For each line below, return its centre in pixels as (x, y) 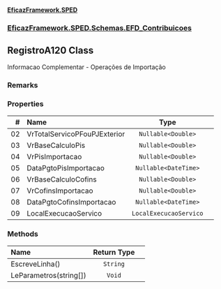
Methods (23, 234)
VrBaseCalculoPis (56, 145)
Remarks (23, 85)
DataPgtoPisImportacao (66, 168)
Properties (25, 104)
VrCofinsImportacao (60, 191)
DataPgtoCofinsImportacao (71, 202)
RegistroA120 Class (51, 50)
